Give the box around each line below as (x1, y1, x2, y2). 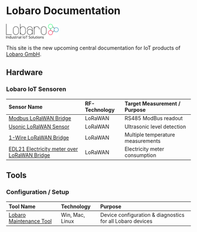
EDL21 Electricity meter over (8, 145, 78, 153)
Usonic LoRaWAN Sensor (8, 123, 70, 130)
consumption (124, 152, 157, 159)
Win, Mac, (60, 211, 85, 219)
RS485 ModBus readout (124, 115, 183, 122)
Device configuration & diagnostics (100, 211, 185, 219)
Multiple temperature (124, 131, 175, 138)
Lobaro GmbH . (6, 50, 42, 57)
